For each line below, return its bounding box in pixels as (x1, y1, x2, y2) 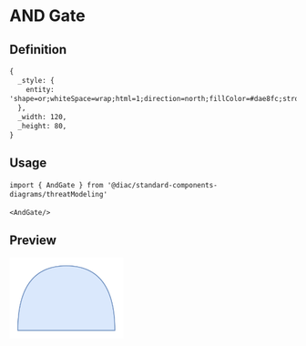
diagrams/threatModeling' (9, 189, 107, 198)
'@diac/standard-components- (107, 180, 219, 189)
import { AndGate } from (9, 180, 104, 189)
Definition (9, 42, 66, 57)
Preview (9, 233, 57, 249)
